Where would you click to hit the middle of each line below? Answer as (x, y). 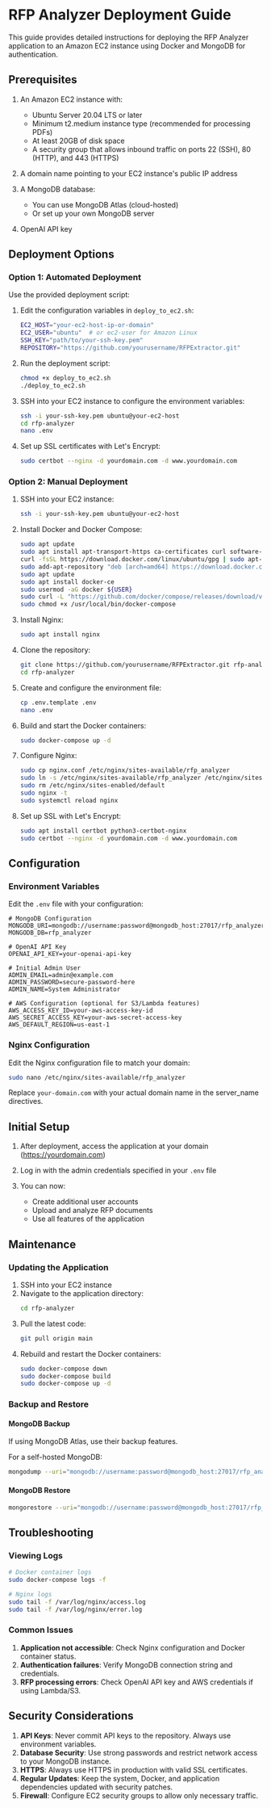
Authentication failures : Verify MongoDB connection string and (126, 1664)
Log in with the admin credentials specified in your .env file (118, 1170)
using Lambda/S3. (50, 1690)
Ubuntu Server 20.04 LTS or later (87, 115)
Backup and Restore (49, 1404)
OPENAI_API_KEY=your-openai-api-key (70, 954)
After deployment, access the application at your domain (114, 1146)
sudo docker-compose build (65, 1376)
